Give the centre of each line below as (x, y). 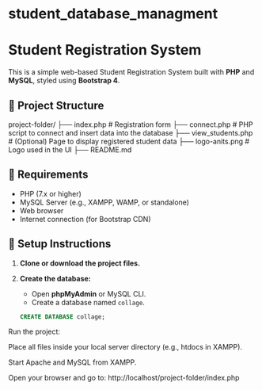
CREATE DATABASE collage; (62, 317)
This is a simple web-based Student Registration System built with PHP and (131, 72)
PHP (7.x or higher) (50, 193)
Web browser (42, 210)
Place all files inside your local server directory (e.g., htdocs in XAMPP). (125, 347)
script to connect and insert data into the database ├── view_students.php (131, 132)
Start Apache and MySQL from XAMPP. (72, 362)
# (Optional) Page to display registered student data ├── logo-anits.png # (129, 141)
